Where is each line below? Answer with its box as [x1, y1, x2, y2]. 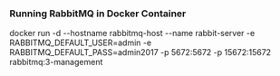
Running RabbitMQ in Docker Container [9, 7, 187, 20]
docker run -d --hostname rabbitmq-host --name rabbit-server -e [9, 28, 256, 39]
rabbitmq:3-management [9, 57, 103, 68]
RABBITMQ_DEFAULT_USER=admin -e [9, 37, 152, 48]
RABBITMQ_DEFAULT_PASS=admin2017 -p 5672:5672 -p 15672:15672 [9, 47, 272, 58]
